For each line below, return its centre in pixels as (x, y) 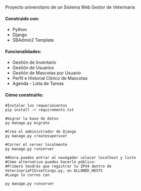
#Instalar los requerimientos (36, 105)
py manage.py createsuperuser (36, 136)
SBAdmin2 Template (33, 40)
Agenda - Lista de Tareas (38, 83)
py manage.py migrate (27, 123)
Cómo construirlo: (24, 95)
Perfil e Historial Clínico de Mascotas (50, 78)
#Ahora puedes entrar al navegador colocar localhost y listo (70, 158)
